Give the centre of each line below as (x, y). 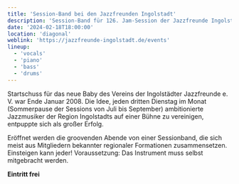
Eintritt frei (24, 174)
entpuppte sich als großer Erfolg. (56, 124)
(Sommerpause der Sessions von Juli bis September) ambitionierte (106, 109)
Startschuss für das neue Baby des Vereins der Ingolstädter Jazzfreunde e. (118, 94)
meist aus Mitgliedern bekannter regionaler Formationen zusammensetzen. (117, 145)
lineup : (19, 47)
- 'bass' (27, 67)
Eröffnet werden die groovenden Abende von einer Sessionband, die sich (115, 137)
